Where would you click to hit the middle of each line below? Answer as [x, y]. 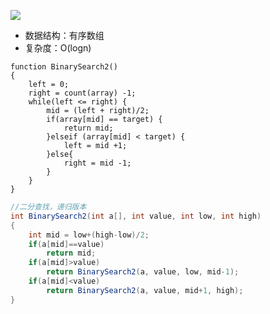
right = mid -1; [97, 163]
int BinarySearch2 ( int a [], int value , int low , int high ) [136, 216]
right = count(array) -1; [82, 93]
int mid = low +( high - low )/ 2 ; [89, 235]
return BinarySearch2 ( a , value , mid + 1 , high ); [145, 290]
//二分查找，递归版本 [48, 207]
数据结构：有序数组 [64, 35]
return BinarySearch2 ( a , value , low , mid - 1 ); [143, 272]
